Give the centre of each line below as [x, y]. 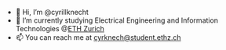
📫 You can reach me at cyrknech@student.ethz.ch [98, 37]
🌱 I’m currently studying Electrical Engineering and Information [117, 20]
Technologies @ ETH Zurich [60, 29]
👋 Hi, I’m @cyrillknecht [52, 12]
